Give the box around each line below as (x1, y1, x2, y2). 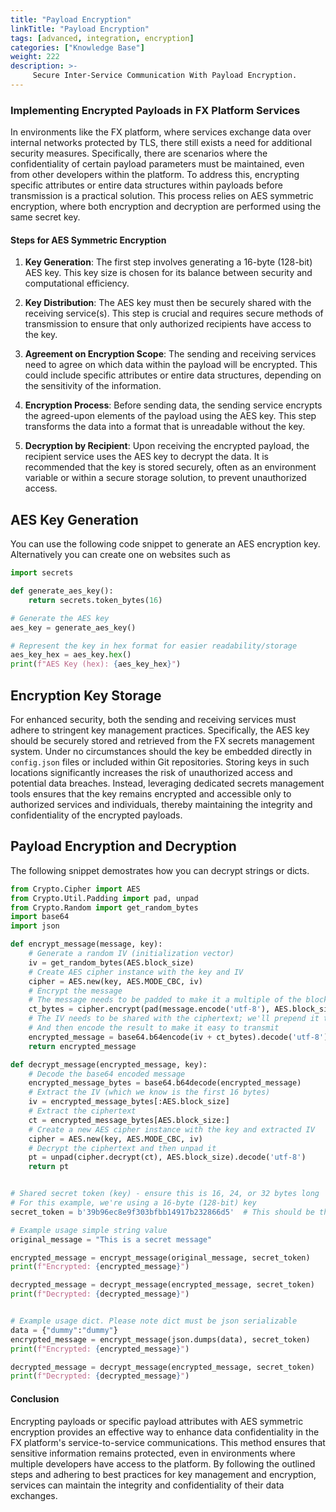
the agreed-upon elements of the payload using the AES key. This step (24, 410, 317, 422)
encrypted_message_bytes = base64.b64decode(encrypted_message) (28, 1078, 302, 1088)
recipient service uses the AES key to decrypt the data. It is (24, 451, 269, 463)
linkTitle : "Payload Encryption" (10, 24, 150, 34)
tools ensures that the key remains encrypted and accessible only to (10, 788, 292, 800)
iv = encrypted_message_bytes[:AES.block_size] (28, 1097, 230, 1107)
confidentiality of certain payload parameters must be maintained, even (10, 158, 305, 170)
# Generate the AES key (10, 613, 110, 623)
